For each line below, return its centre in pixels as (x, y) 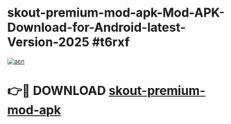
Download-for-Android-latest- (96, 27)
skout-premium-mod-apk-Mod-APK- (116, 13)
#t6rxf (111, 42)
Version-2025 (49, 42)
